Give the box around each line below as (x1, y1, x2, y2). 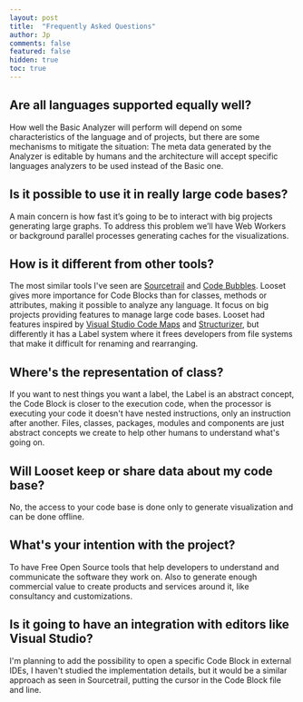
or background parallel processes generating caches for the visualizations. (9, 230, 289, 241)
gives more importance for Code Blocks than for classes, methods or (9, 290, 268, 301)
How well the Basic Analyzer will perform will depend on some (9, 122, 243, 133)
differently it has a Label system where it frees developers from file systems (9, 329, 293, 340)
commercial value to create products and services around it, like (9, 580, 249, 591)
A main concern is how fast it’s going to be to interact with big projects (9, 211, 273, 222)
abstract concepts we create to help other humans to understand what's (9, 428, 280, 439)
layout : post (9, 13, 59, 23)
